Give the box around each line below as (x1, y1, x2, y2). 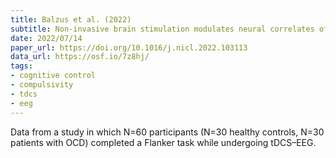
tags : (10, 61, 33, 71)
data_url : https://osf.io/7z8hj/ (10, 52, 150, 62)
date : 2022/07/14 (10, 33, 83, 43)
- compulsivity (10, 80, 74, 90)
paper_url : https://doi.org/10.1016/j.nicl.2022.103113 (10, 42, 248, 53)
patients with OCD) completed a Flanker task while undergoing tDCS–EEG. (10, 136, 317, 148)
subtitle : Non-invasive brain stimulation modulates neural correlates (10, 24, 315, 34)
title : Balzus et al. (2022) (10, 14, 132, 25)
